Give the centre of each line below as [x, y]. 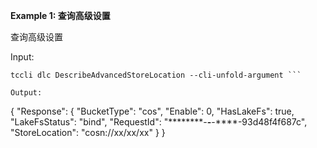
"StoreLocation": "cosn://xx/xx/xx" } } [88, 132]
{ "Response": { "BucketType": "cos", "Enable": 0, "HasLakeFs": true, [152, 111]
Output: [26, 93]
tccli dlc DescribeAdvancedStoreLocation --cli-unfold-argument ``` [156, 75]
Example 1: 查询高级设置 [60, 15]
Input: [22, 57]
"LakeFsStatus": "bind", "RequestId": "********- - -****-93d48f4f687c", [159, 122]
